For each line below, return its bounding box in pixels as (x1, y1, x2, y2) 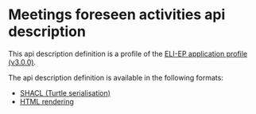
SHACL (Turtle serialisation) (19, 88, 111, 97)
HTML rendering (19, 96, 74, 106)
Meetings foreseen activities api (8, 6, 226, 24)
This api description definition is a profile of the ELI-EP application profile (8, 49, 248, 58)
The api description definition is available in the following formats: (8, 73, 224, 82)
